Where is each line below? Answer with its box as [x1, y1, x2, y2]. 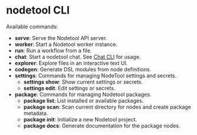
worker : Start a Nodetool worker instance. [14, 41, 118, 48]
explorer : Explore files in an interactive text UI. [14, 60, 128, 67]
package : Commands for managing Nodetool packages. [14, 91, 152, 98]
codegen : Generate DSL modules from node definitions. [14, 65, 152, 73]
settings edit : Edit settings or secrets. [23, 84, 116, 91]
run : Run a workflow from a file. [14, 47, 92, 54]
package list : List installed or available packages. [23, 97, 144, 104]
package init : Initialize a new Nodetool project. [23, 116, 137, 123]
